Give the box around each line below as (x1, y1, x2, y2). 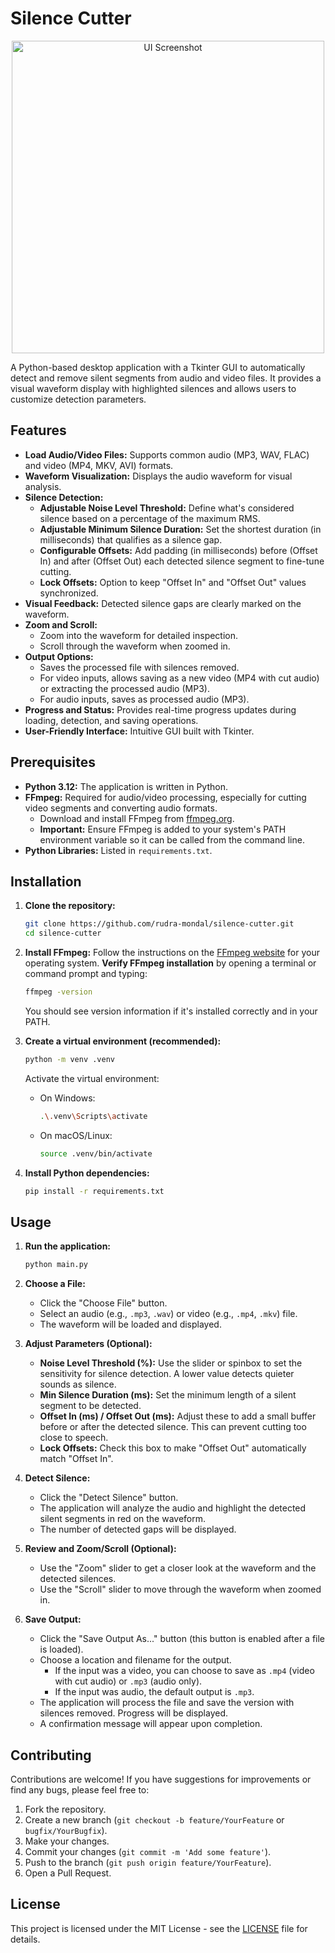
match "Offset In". (39, 1453, 114, 1465)
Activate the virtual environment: (24, 1072, 160, 1084)
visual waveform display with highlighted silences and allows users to (10, 382, 297, 394)
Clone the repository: (24, 900, 116, 912)
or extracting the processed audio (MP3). (39, 682, 210, 694)
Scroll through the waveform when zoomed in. (39, 640, 231, 652)
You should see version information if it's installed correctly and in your (24, 1005, 318, 1017)
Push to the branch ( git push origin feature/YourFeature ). (24, 1857, 272, 1868)
